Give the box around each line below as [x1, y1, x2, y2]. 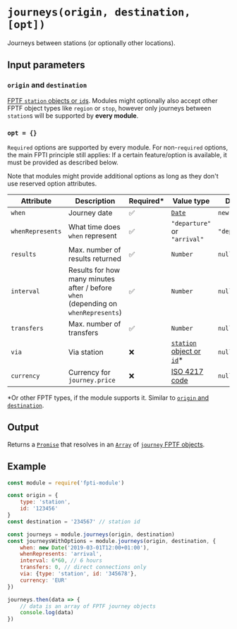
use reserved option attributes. [7, 179, 97, 188]
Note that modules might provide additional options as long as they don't [7, 171, 219, 180]
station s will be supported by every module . [7, 111, 139, 120]
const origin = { [7, 492, 59, 499]
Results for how [68, 265, 121, 275]
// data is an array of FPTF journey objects [20, 602, 157, 610]
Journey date [68, 207, 113, 217]
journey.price [68, 376, 116, 384]
